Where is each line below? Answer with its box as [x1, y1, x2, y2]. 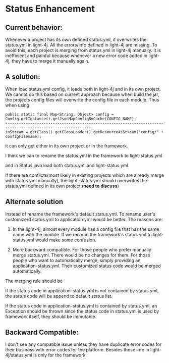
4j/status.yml [5, 352, 33, 358]
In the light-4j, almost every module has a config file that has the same [12, 226, 159, 232]
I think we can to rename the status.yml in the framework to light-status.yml [5, 152, 162, 159]
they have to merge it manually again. [12, 58, 90, 64]
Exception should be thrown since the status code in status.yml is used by [5, 308, 159, 314]
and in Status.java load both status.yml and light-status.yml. [5, 162, 130, 168]
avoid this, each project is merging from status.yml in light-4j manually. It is [5, 47, 161, 53]
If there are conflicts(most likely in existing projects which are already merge [5, 172, 164, 178]
